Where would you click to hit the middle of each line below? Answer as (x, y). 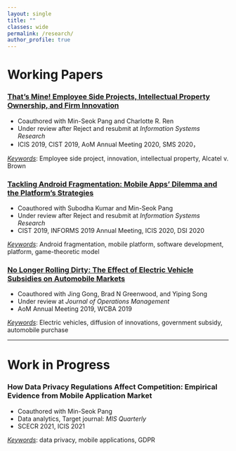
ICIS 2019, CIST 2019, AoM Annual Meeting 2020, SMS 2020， (108, 144)
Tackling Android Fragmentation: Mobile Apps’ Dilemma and (112, 184)
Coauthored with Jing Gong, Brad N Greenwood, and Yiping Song (112, 294)
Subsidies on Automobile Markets (66, 279)
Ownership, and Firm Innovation (63, 106)
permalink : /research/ (40, 33)
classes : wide (28, 27)
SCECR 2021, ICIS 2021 (51, 426)
